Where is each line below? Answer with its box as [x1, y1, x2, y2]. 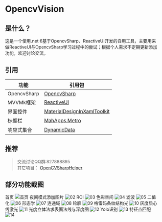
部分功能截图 [5, 180, 44, 189]
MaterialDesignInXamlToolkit [44, 108, 110, 114]
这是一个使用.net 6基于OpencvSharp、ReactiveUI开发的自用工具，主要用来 [5, 38, 157, 44]
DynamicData [44, 126, 75, 133]
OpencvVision [5, 3, 65, 15]
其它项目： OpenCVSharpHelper [17, 165, 83, 171]
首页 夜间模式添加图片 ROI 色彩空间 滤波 [5, 194, 135, 200]
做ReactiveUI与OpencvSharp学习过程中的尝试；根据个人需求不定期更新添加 [5, 44, 158, 50]
